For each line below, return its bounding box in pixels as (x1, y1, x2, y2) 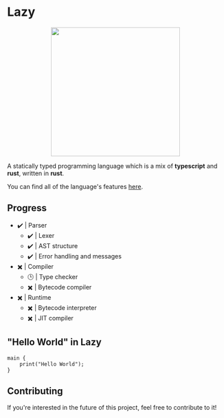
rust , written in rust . (7, 169, 65, 177)
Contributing (7, 385, 63, 397)
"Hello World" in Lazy (7, 336, 102, 348)
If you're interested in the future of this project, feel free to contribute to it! (7, 404, 217, 412)
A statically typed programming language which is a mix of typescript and (7, 162, 218, 170)
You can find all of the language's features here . (7, 182, 143, 190)
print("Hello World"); (19, 360, 85, 368)
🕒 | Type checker (27, 272, 78, 280)
